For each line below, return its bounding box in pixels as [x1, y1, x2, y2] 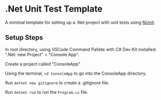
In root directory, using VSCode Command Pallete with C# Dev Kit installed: [5, 46, 157, 52]
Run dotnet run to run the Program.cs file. [5, 89, 89, 95]
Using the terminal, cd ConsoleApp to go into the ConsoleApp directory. [5, 70, 147, 76]
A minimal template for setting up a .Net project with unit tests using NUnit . [5, 19, 155, 25]
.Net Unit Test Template [5, 3, 103, 15]
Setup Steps [5, 33, 43, 42]
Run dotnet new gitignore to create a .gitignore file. [5, 80, 110, 85]
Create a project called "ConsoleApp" [5, 61, 80, 67]
